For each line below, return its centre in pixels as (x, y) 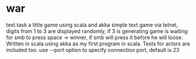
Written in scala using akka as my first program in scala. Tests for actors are (98, 44)
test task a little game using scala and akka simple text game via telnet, (92, 25)
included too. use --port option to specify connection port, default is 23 (93, 50)
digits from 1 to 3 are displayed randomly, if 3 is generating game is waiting (97, 31)
